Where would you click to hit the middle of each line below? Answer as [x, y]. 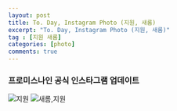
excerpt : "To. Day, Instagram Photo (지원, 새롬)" [89, 30]
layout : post [29, 15]
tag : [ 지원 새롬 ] [35, 37]
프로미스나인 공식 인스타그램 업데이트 [74, 81]
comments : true [33, 52]
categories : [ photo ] [42, 45]
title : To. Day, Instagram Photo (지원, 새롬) [82, 23]
